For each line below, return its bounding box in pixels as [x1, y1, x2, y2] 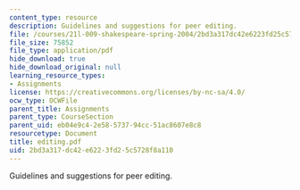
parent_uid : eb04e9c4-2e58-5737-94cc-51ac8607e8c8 [9, 121, 202, 130]
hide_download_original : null [9, 63, 122, 72]
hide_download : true [9, 54, 87, 63]
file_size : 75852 [9, 37, 74, 47]
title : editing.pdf [9, 137, 82, 146]
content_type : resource [9, 12, 98, 22]
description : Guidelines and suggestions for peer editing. [9, 21, 238, 30]
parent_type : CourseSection [9, 112, 114, 121]
